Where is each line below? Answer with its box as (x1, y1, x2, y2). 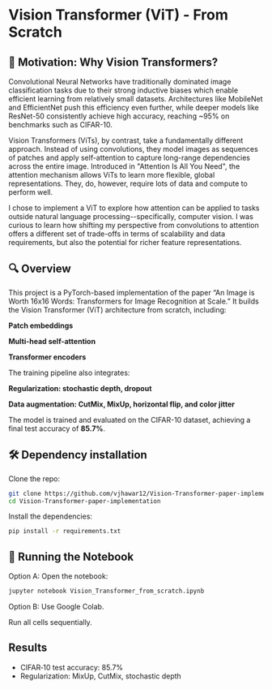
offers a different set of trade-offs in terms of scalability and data (8, 229, 225, 239)
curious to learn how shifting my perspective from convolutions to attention (8, 221, 259, 230)
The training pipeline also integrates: (8, 368, 130, 377)
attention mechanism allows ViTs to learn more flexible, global (8, 170, 215, 179)
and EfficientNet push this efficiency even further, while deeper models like (8, 103, 259, 112)
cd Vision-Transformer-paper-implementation (8, 497, 161, 505)
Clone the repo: (8, 473, 61, 484)
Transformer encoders (8, 351, 87, 362)
